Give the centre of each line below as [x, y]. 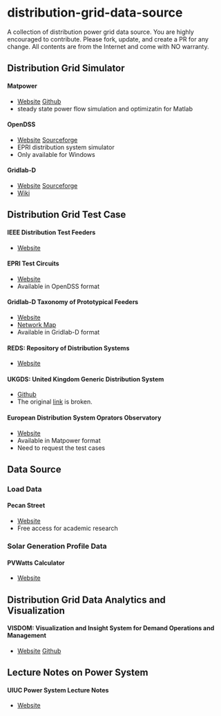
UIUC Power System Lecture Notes [58, 690]
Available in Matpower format [59, 440]
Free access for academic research [68, 528]
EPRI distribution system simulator [66, 147]
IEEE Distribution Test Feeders [51, 232]
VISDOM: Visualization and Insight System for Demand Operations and [111, 628]
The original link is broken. [55, 402]
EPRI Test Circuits [33, 263]
